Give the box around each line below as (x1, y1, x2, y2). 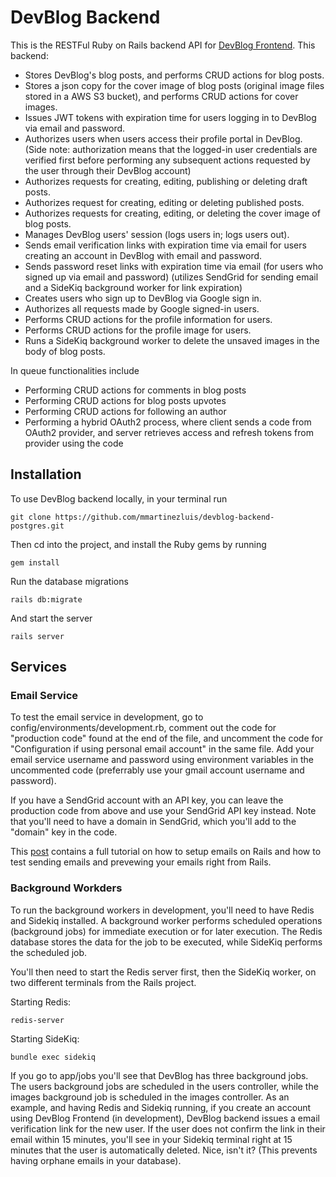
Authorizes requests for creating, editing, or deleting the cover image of (24, 207, 321, 219)
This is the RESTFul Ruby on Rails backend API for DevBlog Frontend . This (10, 39, 316, 51)
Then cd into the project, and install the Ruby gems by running (10, 538, 267, 550)
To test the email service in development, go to (10, 711, 204, 723)
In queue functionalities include (10, 364, 140, 376)
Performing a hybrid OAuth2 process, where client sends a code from (24, 416, 312, 428)
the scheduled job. (10, 946, 88, 958)
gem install (10, 557, 60, 568)
